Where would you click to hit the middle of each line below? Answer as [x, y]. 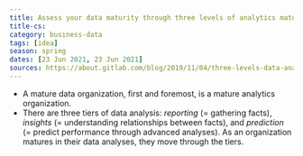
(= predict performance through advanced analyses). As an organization [157, 132]
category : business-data [56, 34]
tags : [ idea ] [34, 43]
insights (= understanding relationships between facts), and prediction [153, 122]
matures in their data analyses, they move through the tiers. [133, 142]
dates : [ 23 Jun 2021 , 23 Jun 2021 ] [76, 60]
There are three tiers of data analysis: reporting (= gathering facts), [147, 113]
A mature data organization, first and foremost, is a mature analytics [149, 93]
